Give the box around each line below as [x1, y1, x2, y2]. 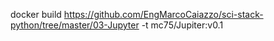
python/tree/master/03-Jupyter [10, 19, 140, 31]
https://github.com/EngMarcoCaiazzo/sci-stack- [63, 9, 264, 20]
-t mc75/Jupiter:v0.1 [141, 19, 224, 31]
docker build [10, 9, 62, 20]
